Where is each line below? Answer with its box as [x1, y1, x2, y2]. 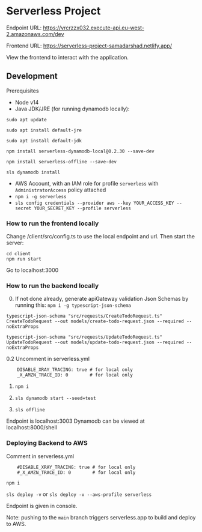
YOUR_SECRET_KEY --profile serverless [34, 205, 131, 211]
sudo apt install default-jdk [6, 138, 82, 144]
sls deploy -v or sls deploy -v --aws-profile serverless [6, 491, 152, 498]
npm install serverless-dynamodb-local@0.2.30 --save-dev [6, 148, 155, 154]
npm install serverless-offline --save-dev [6, 159, 117, 165]
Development [6, 71, 58, 82]
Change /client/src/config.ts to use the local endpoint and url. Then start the [6, 233, 195, 240]
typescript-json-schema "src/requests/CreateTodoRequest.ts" [6, 313, 163, 319]
